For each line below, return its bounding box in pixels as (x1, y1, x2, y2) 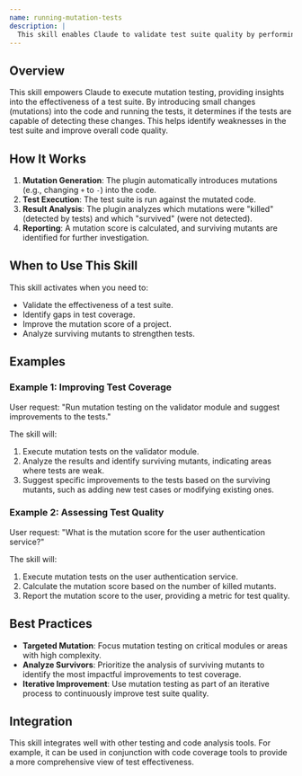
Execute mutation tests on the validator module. (22, 445, 200, 456)
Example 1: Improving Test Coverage (9, 381, 173, 393)
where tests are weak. (22, 464, 105, 476)
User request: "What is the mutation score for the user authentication (9, 526, 265, 537)
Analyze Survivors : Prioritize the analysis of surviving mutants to (22, 659, 265, 670)
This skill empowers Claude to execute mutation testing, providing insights (9, 87, 285, 98)
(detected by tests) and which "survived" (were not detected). (22, 213, 253, 224)
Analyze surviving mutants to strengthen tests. (22, 328, 195, 339)
